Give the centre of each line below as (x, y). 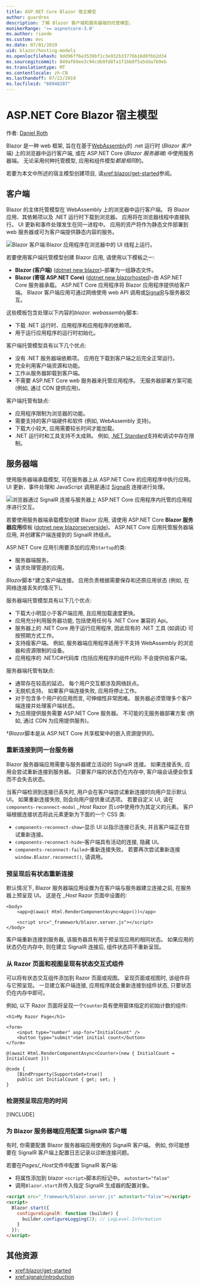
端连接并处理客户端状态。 (46, 705)
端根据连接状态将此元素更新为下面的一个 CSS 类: (66, 814)
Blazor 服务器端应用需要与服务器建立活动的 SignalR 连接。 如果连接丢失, (95, 764)
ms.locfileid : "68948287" (38, 84)
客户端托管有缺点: (28, 400)
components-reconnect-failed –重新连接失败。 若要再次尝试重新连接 (98, 849)
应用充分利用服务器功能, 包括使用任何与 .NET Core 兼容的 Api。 (93, 620)
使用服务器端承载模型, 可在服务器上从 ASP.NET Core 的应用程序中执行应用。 (100, 479)
